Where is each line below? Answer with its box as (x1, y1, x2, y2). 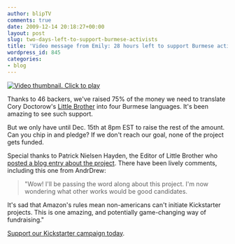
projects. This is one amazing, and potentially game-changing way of (7, 208, 206, 216)
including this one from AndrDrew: (7, 166, 106, 174)
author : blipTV (7, 10, 52, 17)
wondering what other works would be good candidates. (24, 187, 187, 195)
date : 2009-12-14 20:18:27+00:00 (7, 23, 105, 30)
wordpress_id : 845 (7, 49, 61, 56)
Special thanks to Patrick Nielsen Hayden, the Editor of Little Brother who (7, 151, 218, 160)
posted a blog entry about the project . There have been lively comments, (7, 158, 218, 167)
